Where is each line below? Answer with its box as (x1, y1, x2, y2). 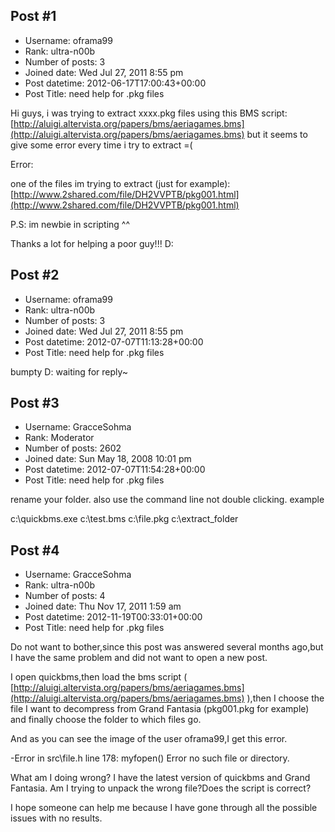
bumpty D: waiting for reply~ (10, 365, 129, 378)
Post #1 (10, 8, 57, 25)
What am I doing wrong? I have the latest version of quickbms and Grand (10, 772, 311, 784)
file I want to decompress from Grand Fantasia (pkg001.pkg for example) (10, 703, 310, 715)
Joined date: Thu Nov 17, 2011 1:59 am (24, 600, 182, 613)
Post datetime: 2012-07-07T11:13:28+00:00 (24, 335, 204, 348)
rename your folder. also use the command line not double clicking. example (10, 494, 325, 506)
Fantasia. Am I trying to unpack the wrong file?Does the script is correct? (10, 782, 312, 794)
